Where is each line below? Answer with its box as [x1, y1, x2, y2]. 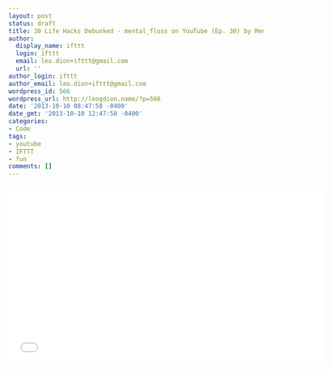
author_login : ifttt [8, 72, 79, 80]
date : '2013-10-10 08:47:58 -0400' [8, 102, 129, 110]
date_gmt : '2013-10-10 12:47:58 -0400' [8, 110, 143, 118]
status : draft [8, 19, 57, 28]
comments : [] [8, 163, 53, 171]
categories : [8, 117, 49, 125]
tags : [8, 132, 27, 140]
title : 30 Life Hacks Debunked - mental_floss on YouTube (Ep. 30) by [8, 27, 252, 35]
